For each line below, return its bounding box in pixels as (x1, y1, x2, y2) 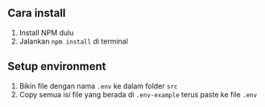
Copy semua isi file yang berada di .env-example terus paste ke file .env (19, 89, 258, 99)
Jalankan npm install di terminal (19, 36, 128, 46)
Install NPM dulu (19, 27, 74, 37)
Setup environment (7, 60, 106, 73)
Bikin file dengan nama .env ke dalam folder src (19, 80, 178, 91)
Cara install (7, 6, 66, 20)
